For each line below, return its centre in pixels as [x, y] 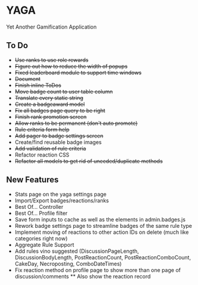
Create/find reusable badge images [58, 142]
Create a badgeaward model [50, 104]
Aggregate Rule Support [44, 245]
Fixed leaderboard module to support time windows [78, 73]
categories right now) [41, 238]
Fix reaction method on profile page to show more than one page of [98, 270]
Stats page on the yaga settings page [61, 194]
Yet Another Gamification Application [51, 27]
